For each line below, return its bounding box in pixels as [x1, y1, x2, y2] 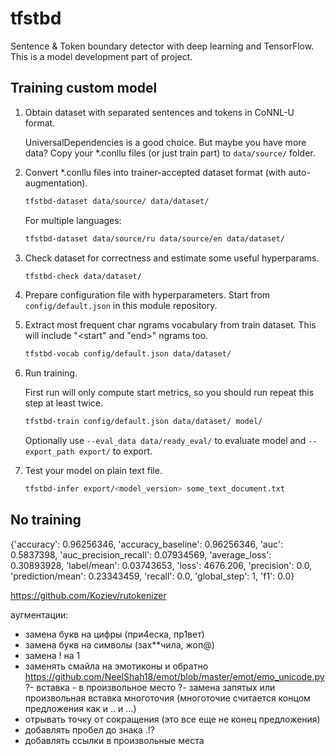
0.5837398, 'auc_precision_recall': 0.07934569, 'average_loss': [10, 548, 272, 561]
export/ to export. [78, 445, 153, 457]
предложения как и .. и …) [24, 702, 137, 714]
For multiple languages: [24, 214, 122, 226]
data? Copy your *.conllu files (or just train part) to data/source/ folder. [24, 147, 316, 159]
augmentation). [24, 177, 88, 189]
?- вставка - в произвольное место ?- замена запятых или [24, 681, 276, 693]
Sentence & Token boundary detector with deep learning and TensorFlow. [10, 40, 315, 52]
